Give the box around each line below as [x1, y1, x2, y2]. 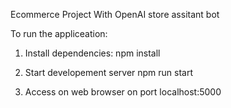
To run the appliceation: [10, 28, 108, 39]
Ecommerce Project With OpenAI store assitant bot [10, 9, 220, 20]
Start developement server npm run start [24, 67, 194, 78]
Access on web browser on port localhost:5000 [24, 86, 222, 98]
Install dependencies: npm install [24, 47, 161, 59]
